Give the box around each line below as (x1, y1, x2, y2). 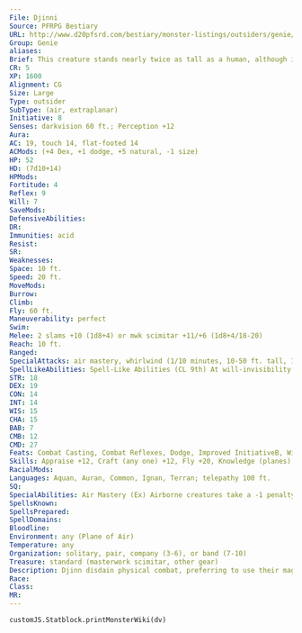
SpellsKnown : (9, 499, 58, 508)
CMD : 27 (9, 440, 39, 449)
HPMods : (9, 172, 39, 181)
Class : (9, 583, 34, 592)
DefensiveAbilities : (9, 213, 87, 223)
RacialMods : (9, 466, 54, 475)
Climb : (9, 298, 34, 307)
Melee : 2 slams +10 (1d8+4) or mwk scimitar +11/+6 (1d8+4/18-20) (9, 331, 263, 340)
